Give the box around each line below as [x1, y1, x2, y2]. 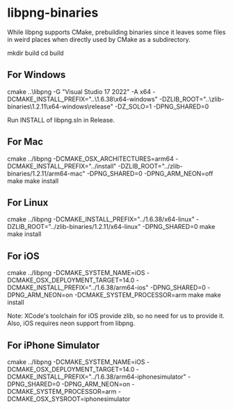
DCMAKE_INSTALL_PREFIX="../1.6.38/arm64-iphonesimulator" [7, 372, 186, 381]
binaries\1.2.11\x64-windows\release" [7, 102, 113, 111]
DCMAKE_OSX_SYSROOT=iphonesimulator [7, 395, 131, 403]
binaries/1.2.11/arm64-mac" [7, 169, 86, 178]
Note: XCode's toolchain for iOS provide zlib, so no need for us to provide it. [7, 312, 225, 320]
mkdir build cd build [7, 49, 64, 57]
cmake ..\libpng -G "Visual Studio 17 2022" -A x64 [7, 87, 152, 95]
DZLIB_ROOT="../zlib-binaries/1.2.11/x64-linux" [7, 223, 141, 231]
